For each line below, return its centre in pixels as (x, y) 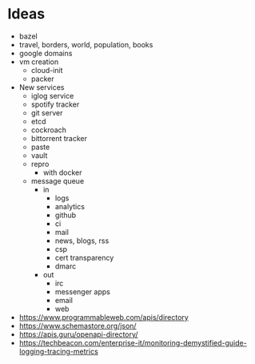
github (66, 215)
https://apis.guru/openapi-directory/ (78, 334)
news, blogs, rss (82, 241)
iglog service (52, 95)
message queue (58, 180)
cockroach (49, 130)
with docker (62, 172)
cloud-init (47, 70)
